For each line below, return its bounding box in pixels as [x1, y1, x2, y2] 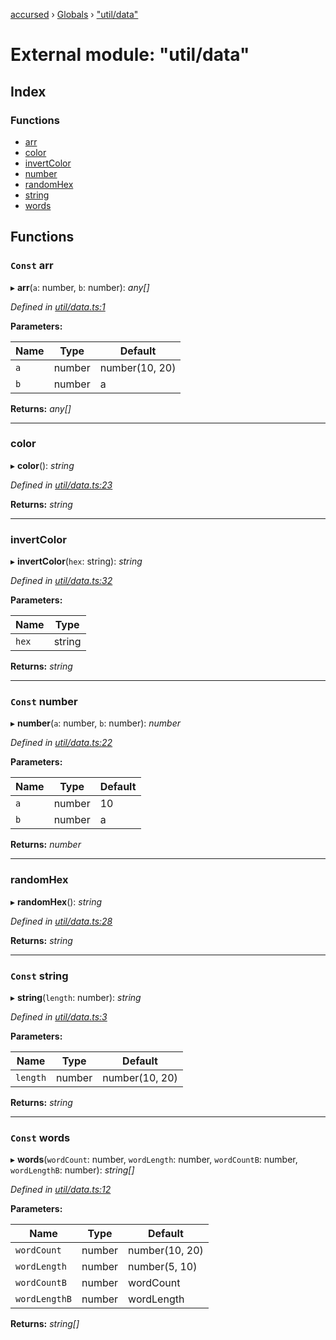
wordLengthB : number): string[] [10, 1164, 135, 1176]
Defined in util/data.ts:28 [10, 915, 113, 927]
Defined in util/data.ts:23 [10, 479, 113, 491]
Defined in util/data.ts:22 [10, 737, 113, 749]
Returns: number [10, 839, 82, 851]
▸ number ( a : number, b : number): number [10, 717, 182, 729]
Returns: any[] [10, 402, 72, 414]
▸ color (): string [10, 459, 75, 471]
